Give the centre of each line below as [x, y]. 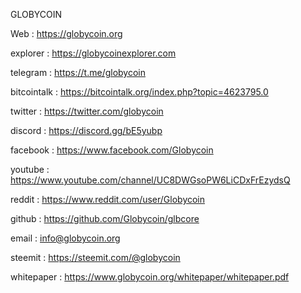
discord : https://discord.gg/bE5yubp [86, 130]
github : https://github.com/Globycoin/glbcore [105, 218]
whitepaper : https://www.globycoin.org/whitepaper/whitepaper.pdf [150, 277]
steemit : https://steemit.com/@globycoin [95, 257]
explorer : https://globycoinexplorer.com [93, 53]
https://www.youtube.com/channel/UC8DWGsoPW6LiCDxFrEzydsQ [150, 180]
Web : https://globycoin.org [66, 33]
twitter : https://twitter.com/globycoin [87, 111]
